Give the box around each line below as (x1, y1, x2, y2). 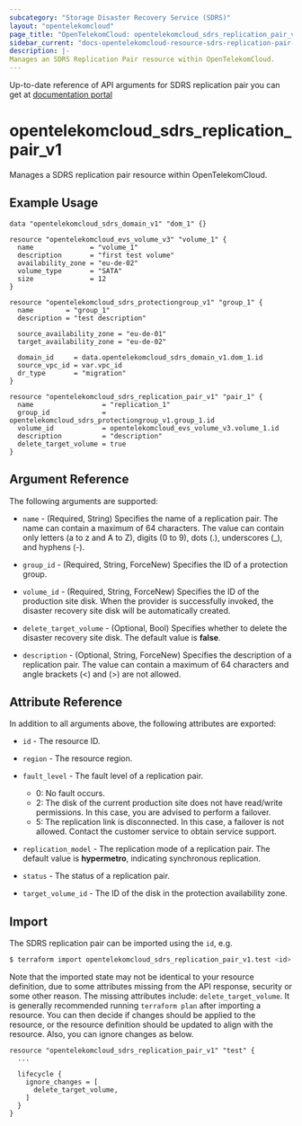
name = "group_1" (17, 306, 111, 315)
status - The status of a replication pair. (22, 871, 171, 882)
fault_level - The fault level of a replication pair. (22, 770, 204, 782)
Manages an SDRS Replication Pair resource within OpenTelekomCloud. (9, 55, 276, 64)
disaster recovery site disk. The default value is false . (22, 632, 221, 643)
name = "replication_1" (17, 400, 171, 409)
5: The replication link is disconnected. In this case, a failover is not (35, 817, 285, 828)
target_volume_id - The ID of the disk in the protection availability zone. (22, 888, 288, 899)
